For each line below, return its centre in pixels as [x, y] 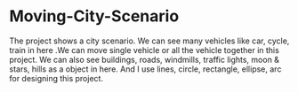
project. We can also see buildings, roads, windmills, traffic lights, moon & [145, 59]
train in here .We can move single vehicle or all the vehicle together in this [145, 50]
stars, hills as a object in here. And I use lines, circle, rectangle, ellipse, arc [145, 69]
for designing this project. [56, 78]
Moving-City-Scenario [94, 16]
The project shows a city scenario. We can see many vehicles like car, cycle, [149, 41]
